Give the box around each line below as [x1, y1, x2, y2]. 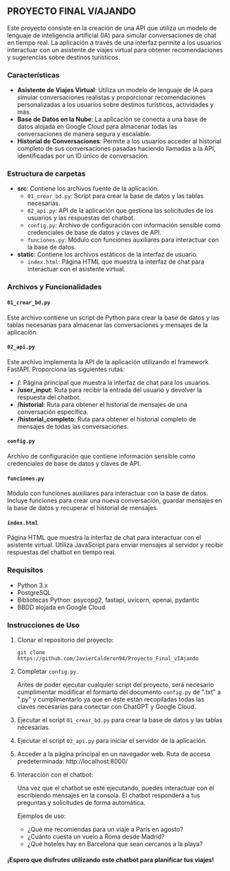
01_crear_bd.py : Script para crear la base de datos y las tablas [27, 192, 204, 200]
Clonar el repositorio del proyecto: [16, 636, 114, 644]
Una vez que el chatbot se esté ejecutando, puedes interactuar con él [16, 784, 214, 792]
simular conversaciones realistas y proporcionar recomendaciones [16, 93, 206, 102]
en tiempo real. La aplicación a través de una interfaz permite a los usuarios [7, 38, 222, 47]
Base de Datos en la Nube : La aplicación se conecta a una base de [16, 115, 207, 123]
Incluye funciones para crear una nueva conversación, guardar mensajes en [7, 496, 222, 505]
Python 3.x [16, 581, 48, 589]
